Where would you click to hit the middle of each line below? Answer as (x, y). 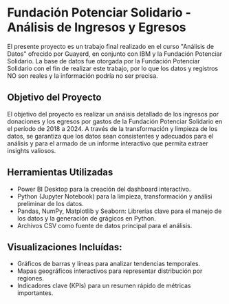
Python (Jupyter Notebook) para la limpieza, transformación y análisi (115, 196)
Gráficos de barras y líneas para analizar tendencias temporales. (109, 264)
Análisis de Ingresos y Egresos (97, 27)
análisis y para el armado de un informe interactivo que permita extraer (108, 143)
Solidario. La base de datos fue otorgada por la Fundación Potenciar (104, 61)
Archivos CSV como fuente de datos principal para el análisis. (105, 225)
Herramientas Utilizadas (60, 173)
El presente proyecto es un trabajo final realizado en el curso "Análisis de (111, 46)
